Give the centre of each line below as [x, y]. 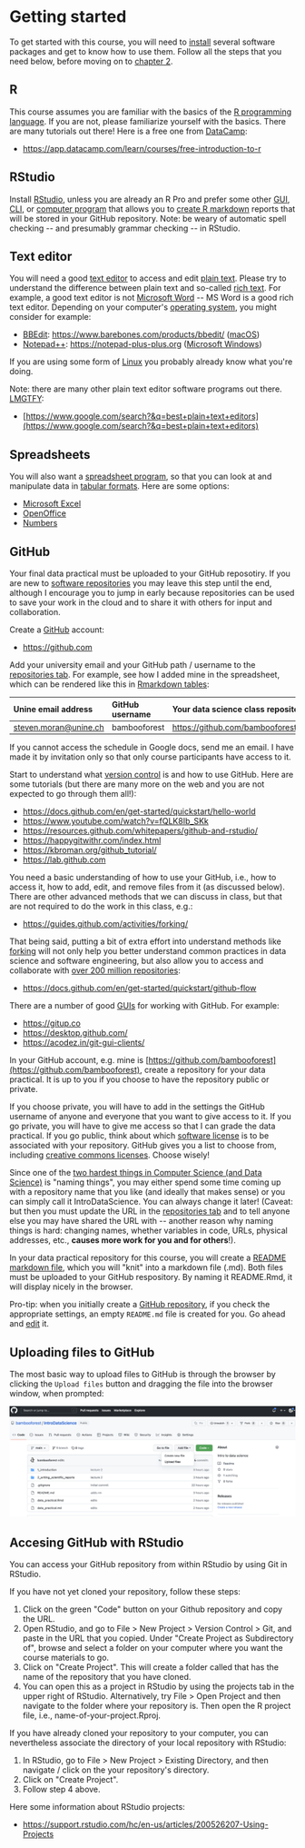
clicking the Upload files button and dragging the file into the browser [142, 1384]
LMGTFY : [27, 399]
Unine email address [53, 709]
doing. [21, 372]
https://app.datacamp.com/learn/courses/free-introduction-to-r [142, 148]
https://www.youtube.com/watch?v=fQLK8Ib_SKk [115, 821]
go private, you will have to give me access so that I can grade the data [143, 1126]
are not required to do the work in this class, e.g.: [101, 907]
